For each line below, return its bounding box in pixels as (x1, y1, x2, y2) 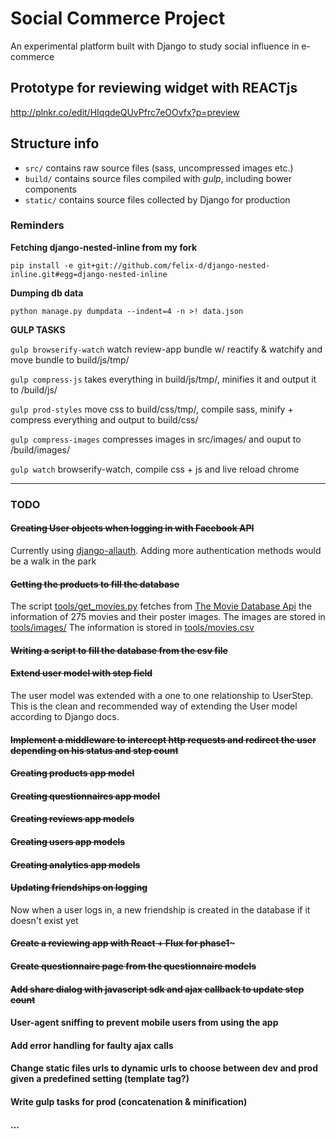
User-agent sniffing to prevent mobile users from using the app (10, 1017, 279, 1029)
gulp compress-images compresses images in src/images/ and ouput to (10, 433, 302, 445)
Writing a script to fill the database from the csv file (10, 644, 228, 656)
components (24, 183, 77, 195)
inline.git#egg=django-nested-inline (10, 269, 168, 279)
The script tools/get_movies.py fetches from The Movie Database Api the (10, 600, 312, 612)
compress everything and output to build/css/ (10, 413, 199, 426)
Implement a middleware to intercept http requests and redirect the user (10, 733, 317, 746)
